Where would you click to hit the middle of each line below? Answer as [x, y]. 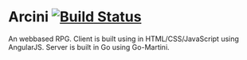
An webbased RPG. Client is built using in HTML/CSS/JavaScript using [123, 39]
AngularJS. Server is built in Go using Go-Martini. [89, 47]
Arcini [29, 17]
